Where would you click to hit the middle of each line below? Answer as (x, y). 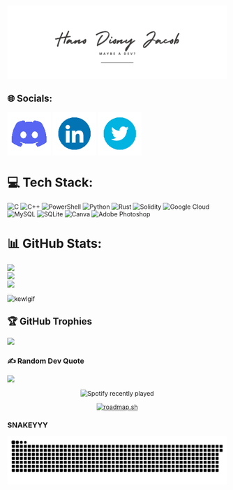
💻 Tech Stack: (50, 182)
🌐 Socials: (30, 99)
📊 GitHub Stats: (55, 243)
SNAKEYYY (28, 425)
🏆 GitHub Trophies (50, 321)
